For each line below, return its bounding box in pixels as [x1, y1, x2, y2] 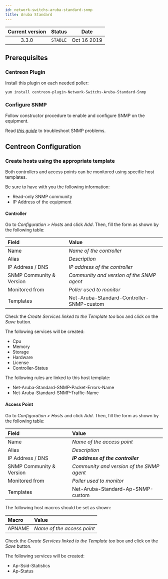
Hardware [12, 355, 33, 361]
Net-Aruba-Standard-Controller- [68, 294, 149, 301]
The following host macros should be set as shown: [5, 504, 111, 510]
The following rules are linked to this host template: [5, 375, 110, 381]
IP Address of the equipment [12, 199, 71, 205]
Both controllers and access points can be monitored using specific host [5, 169, 154, 175]
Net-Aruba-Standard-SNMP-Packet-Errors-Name [12, 385, 114, 391]
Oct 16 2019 [71, 36, 102, 43]
